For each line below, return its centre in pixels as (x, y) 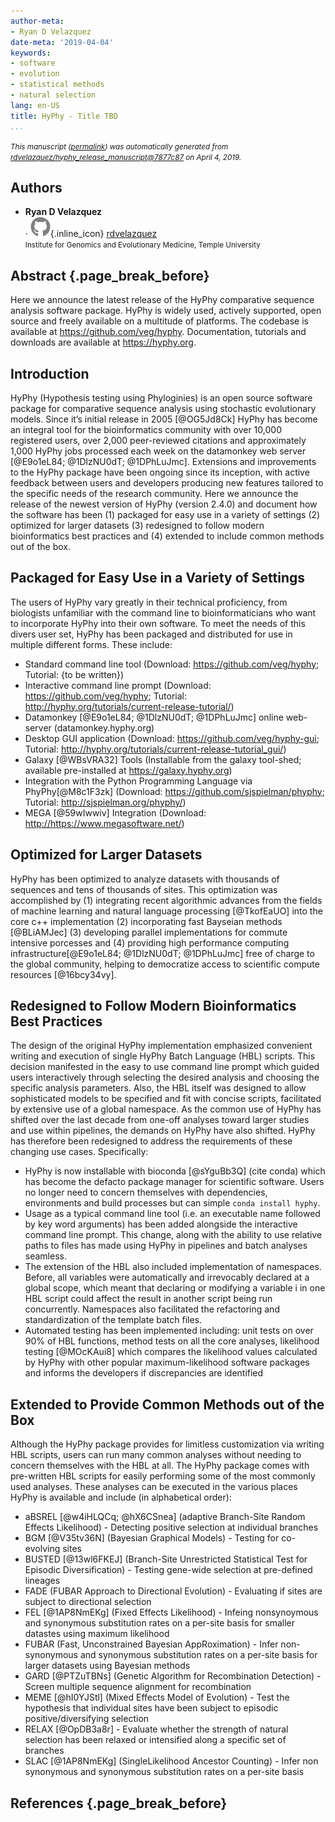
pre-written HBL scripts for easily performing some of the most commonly (163, 1476)
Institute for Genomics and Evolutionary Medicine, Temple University (142, 245)
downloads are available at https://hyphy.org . (103, 342)
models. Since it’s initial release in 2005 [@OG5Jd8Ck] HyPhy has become (164, 419)
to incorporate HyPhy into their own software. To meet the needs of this (158, 623)
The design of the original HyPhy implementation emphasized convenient (161, 1046)
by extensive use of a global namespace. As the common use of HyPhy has (166, 1109)
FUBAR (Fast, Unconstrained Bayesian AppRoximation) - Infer (151, 1644)
